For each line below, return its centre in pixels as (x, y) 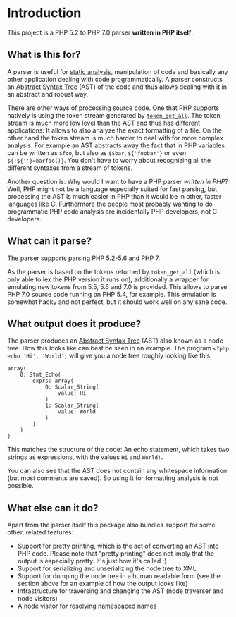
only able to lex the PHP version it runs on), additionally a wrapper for (108, 279)
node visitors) (37, 599)
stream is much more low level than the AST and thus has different (104, 123)
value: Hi (72, 393)
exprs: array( (53, 381)
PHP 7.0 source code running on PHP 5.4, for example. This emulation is (112, 294)
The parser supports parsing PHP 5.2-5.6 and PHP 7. (84, 258)
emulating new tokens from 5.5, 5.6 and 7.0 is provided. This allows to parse (117, 286)
